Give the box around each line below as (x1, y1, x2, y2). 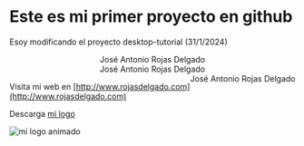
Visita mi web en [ (9, 81, 77, 92)
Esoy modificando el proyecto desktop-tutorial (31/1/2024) (9, 36, 229, 47)
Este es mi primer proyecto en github (9, 6, 293, 27)
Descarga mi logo (9, 108, 75, 119)
